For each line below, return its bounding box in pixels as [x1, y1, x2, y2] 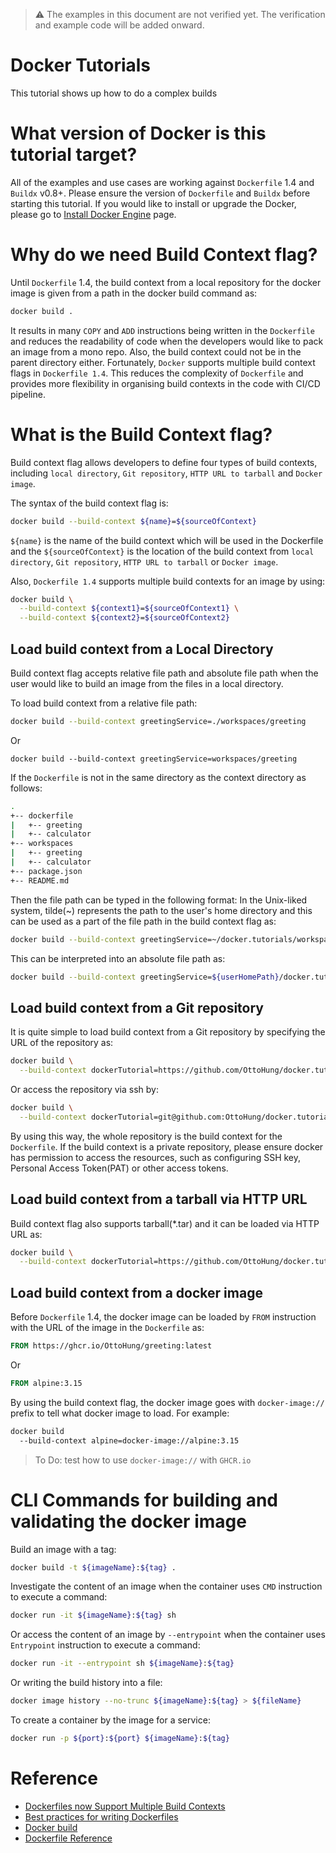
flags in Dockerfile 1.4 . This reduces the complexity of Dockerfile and [10, 367, 304, 379]
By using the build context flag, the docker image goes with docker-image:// [10, 1396, 325, 1408]
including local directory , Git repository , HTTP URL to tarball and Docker [10, 467, 323, 479]
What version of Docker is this [10, 122, 267, 145]
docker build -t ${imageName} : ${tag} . [10, 1562, 177, 1573]
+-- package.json [10, 866, 83, 876]
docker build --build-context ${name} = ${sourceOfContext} [10, 516, 257, 526]
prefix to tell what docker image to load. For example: [10, 1407, 230, 1419]
